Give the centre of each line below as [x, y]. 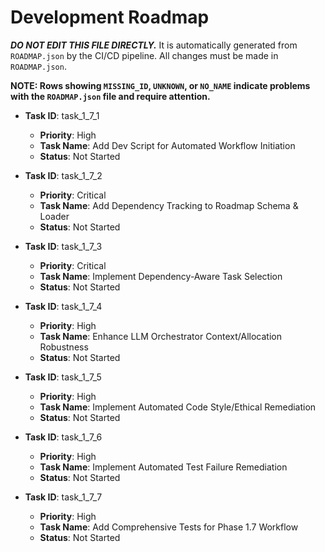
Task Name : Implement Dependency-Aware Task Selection [161, 276]
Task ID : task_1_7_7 [63, 497]
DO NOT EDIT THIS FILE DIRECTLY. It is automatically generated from [154, 45]
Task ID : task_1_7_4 [63, 306]
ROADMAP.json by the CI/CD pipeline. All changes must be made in [144, 55]
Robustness [64, 347]
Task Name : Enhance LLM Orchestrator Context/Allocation [160, 336]
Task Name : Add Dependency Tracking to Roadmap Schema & [169, 205]
